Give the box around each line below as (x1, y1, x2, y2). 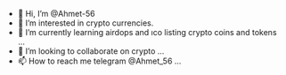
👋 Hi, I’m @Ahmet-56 (17, 9, 95, 19)
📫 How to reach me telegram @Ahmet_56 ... (17, 56, 182, 66)
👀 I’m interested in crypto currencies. (17, 18, 154, 28)
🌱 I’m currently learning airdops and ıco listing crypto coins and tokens (17, 27, 278, 37)
